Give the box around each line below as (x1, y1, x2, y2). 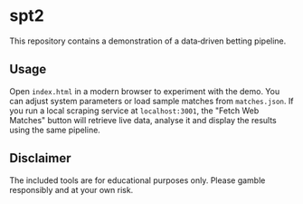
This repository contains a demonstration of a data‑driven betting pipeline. (9, 35, 287, 46)
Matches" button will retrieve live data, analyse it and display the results (9, 114, 278, 125)
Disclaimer (9, 151, 71, 166)
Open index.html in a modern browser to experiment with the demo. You (9, 85, 280, 96)
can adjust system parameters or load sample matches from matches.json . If (9, 95, 294, 106)
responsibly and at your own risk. (9, 184, 134, 195)
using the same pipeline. (9, 124, 101, 135)
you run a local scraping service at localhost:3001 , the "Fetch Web (9, 105, 260, 116)
